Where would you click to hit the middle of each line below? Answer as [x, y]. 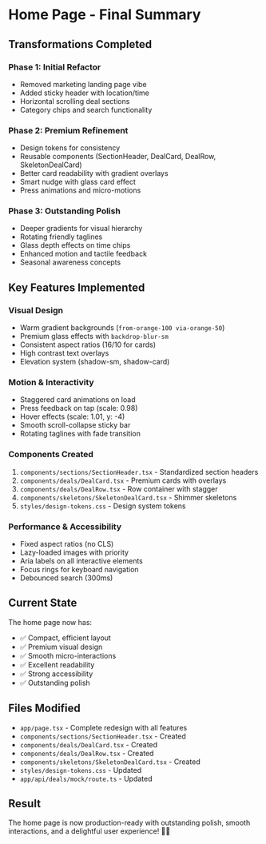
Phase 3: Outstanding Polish [65, 211]
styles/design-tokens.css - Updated [81, 770]
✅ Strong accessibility [56, 674]
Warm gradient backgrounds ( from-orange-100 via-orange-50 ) [122, 328]
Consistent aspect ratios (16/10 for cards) [88, 344]
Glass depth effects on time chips [75, 245]
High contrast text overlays [64, 353]
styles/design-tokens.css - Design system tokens [103, 506]
